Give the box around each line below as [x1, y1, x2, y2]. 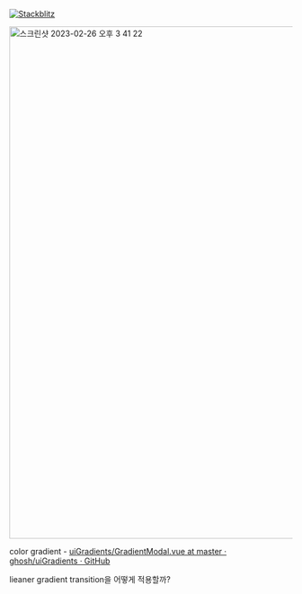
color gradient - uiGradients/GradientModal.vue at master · [9, 546, 227, 556]
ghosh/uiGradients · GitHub [9, 555, 111, 566]
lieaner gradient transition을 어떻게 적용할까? [9, 574, 171, 584]
